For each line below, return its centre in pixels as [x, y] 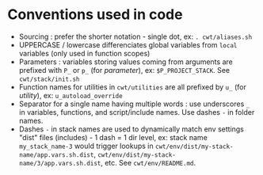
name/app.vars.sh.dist [56, 155]
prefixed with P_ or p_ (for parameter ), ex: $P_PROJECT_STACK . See [124, 70]
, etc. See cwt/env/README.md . [148, 162]
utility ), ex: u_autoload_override [71, 95]
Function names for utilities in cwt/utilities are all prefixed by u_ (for [132, 87]
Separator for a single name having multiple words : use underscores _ [134, 104]
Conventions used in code [95, 15]
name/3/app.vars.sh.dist [60, 163]
